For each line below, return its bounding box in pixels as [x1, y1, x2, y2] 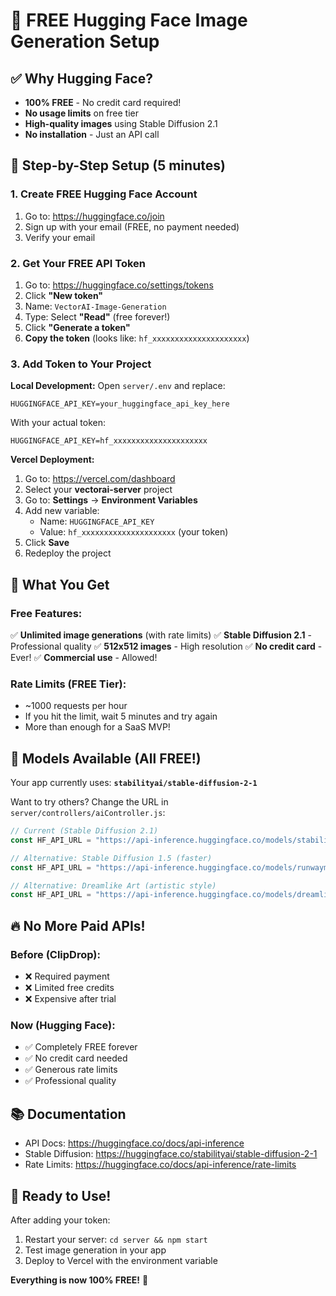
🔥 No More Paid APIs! [10, 917, 146, 934]
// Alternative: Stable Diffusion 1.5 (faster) [10, 853, 213, 863]
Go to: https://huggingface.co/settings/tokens [24, 279, 214, 291]
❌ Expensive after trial [24, 993, 117, 1005]
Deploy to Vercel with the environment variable [24, 1254, 218, 1266]
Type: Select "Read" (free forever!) [24, 310, 171, 323]
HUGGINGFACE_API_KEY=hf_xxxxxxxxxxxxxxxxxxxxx [10, 436, 208, 446]
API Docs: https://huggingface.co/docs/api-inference [24, 1137, 245, 1149]
